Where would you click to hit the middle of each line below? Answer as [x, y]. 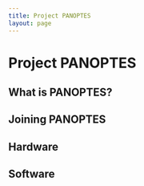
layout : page [30, 23]
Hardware [33, 146]
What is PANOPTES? [60, 93]
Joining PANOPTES [57, 120]
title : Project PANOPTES [50, 16]
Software [32, 174]
